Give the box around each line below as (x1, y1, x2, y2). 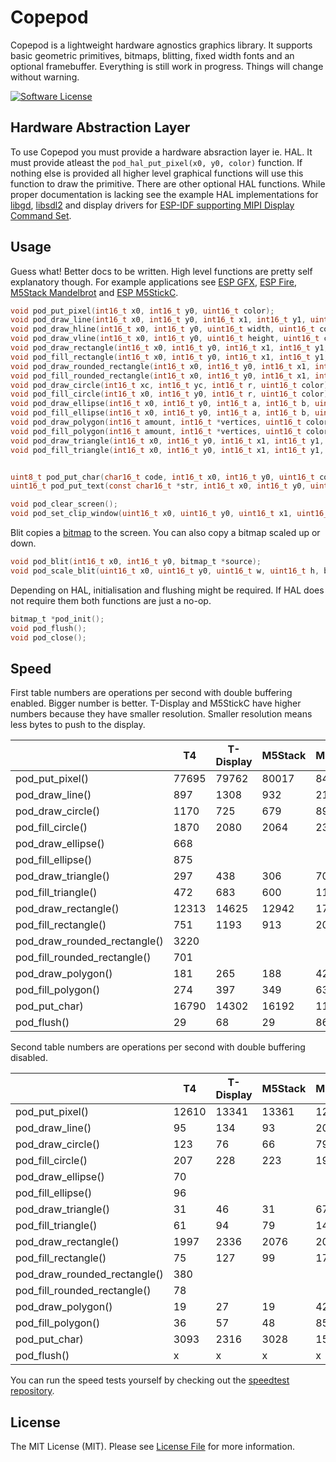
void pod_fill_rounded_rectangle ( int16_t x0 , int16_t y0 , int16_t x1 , (10, 371, 311, 381)
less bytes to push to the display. (10, 719, 146, 731)
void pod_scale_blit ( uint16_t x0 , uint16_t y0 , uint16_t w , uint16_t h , (10, 566, 320, 576)
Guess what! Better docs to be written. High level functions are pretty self (10, 265, 313, 277)
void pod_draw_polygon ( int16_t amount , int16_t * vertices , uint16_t (10, 417, 302, 428)
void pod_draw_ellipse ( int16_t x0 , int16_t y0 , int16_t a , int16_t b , (10, 399, 311, 409)
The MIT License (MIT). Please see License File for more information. (10, 1441, 295, 1453)
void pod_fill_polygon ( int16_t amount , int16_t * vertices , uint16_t (10, 426, 302, 436)
